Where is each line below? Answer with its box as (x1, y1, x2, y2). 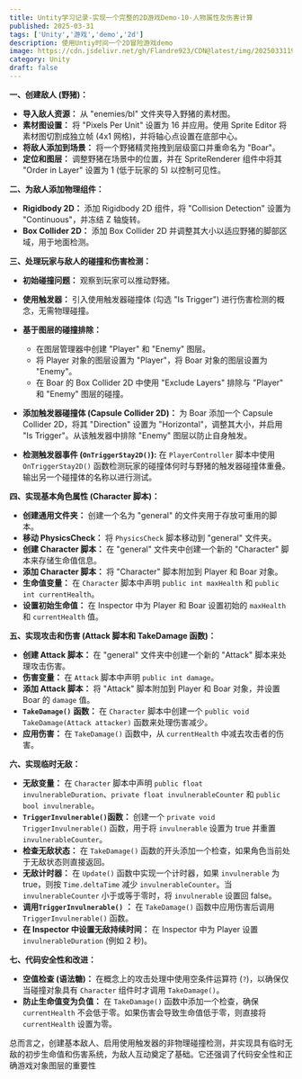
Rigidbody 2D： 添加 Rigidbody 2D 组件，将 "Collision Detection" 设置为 (22, 202, 291, 213)
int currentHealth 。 (22, 589, 100, 599)
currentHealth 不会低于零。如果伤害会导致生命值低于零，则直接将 (22, 1007, 267, 1018)
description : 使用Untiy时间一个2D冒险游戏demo (9, 38, 173, 48)
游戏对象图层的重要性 (16, 1059, 96, 1071)
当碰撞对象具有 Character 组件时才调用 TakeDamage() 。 (22, 985, 225, 995)
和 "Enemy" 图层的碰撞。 (35, 388, 129, 399)
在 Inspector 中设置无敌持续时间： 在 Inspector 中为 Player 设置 (22, 923, 259, 934)
